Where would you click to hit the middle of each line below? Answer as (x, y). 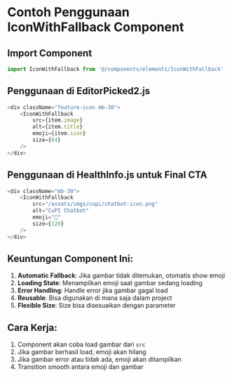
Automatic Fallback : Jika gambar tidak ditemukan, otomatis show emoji (121, 275)
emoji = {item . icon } (59, 133)
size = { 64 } (47, 140)
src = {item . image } (57, 120)
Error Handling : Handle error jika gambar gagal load (93, 291)
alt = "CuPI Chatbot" (61, 211)
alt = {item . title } (57, 127)
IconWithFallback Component (96, 27)
